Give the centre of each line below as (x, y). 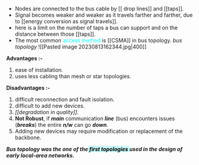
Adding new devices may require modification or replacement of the (99, 131)
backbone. (28, 137)
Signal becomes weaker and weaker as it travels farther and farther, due (104, 15)
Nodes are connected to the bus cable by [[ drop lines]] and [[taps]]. (99, 9)
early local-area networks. (40, 155)
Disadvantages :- (28, 88)
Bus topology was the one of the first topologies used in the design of (94, 149)
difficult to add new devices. (50, 106)
